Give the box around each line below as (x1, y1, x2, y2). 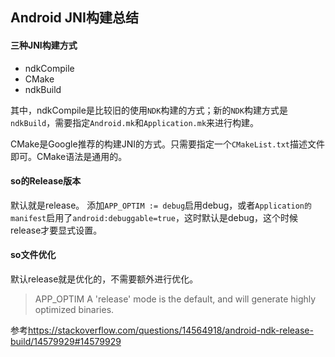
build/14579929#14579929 (10, 336, 122, 347)
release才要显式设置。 (10, 224, 103, 236)
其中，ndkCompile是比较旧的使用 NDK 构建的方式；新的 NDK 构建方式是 (10, 104, 288, 116)
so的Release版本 (10, 175, 82, 187)
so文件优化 (10, 249, 57, 261)
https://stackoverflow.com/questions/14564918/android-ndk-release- (28, 324, 314, 336)
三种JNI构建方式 (10, 39, 78, 51)
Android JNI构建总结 (10, 9, 139, 27)
